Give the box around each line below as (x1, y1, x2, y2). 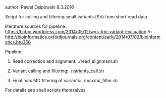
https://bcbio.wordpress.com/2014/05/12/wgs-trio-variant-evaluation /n (5, 29, 152, 34)
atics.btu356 (5, 39, 31, 45)
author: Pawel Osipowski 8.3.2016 (5, 4, 74, 10)
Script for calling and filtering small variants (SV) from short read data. (5, 14, 149, 19)
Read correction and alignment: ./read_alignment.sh (12, 58, 118, 64)
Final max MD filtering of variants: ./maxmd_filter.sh (12, 78, 118, 83)
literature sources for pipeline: (5, 23, 67, 29)
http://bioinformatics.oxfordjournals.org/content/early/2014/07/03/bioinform (5, 34, 161, 40)
